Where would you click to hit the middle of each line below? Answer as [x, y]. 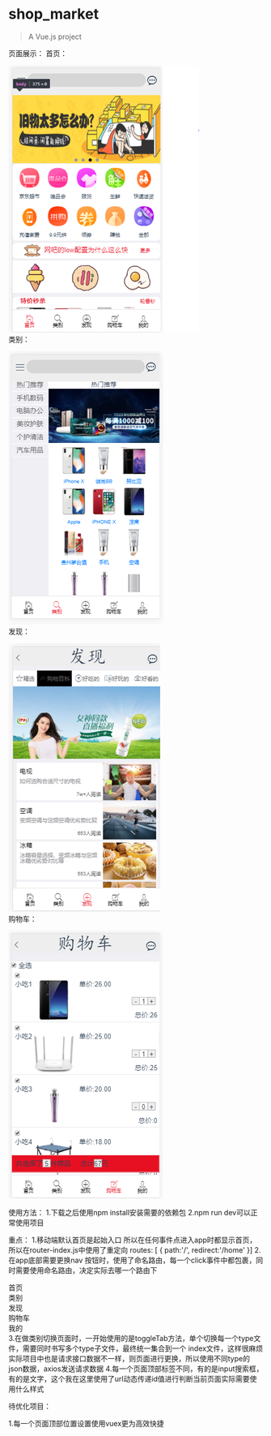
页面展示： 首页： [38, 53]
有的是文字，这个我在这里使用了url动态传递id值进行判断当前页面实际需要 [129, 1378]
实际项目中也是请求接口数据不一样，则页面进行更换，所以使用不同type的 [129, 1358]
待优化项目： [30, 1406]
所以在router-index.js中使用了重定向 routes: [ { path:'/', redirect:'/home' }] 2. [135, 1249]
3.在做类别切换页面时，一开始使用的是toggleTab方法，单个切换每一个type [131, 1338]
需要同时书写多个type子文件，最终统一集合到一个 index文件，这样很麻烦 [143, 1348]
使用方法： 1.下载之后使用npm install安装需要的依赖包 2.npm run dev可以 [129, 1212]
